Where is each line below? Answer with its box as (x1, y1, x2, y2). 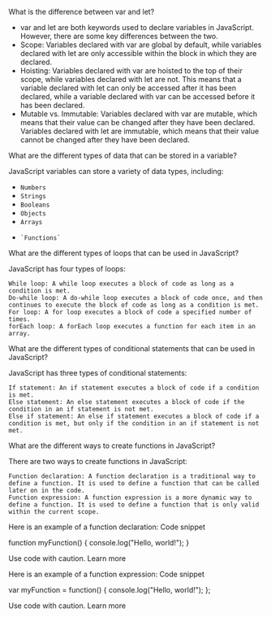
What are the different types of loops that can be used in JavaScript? (8, 248, 239, 258)
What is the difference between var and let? (8, 7, 155, 16)
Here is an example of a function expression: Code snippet (8, 569, 205, 579)
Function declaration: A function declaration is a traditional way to (8, 472, 256, 480)
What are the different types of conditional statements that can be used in (8, 344, 256, 353)
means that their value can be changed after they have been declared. (19, 118, 256, 127)
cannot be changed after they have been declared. (19, 135, 191, 145)
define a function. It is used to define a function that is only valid (8, 501, 260, 509)
